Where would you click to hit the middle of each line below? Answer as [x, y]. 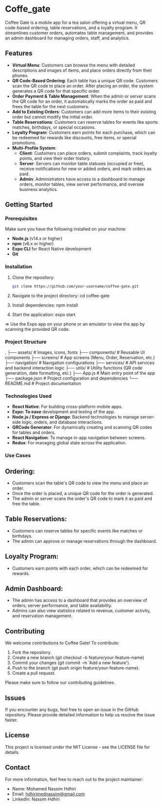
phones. [20, 75]
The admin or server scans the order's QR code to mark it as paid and [82, 499]
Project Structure [26, 342]
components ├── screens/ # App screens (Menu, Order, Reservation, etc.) [80, 357]
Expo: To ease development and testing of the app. [63, 412]
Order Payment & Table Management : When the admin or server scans [84, 96]
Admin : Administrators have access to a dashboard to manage [82, 179]
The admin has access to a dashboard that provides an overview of [80, 600]
